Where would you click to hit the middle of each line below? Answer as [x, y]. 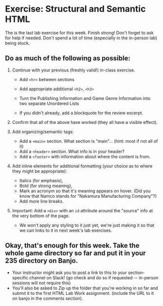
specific [20, 277]
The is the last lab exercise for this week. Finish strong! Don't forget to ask [80, 33]
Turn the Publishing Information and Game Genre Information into [85, 98]
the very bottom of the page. [41, 216]
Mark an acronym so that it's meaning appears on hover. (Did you [85, 191]
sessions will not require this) [41, 283]
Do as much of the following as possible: [68, 59]
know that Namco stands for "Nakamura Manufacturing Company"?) [88, 196]
